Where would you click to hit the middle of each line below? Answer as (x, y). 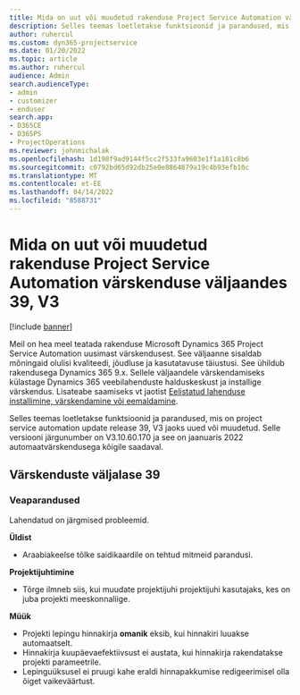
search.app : (31, 117)
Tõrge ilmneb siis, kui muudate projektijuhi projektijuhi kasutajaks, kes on (156, 589)
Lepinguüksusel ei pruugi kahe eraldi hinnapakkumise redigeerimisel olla (156, 671)
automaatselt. (47, 643)
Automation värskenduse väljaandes (148, 283)
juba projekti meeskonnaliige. (76, 598)
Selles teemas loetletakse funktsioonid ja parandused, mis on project (136, 418)
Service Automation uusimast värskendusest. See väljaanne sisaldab (135, 353)
